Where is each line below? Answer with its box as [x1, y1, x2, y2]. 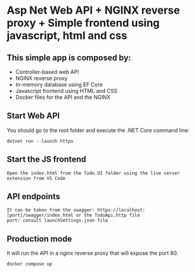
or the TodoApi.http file [76, 212, 140, 218]
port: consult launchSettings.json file [7, 218, 109, 224]
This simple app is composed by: [7, 52, 131, 62]
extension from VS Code [7, 175, 66, 182]
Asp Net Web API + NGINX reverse [7, 4, 180, 17]
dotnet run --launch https [7, 138, 74, 144]
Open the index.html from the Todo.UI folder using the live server [7, 170, 180, 176]
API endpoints [7, 192, 61, 202]
